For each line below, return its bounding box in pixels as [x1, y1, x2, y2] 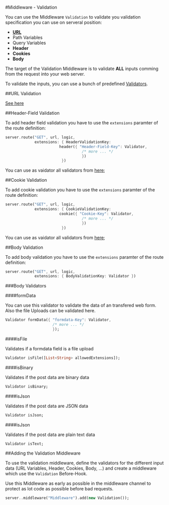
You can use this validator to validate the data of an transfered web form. [5, 302, 156, 309]
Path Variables [12, 35, 43, 40]
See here [5, 100, 24, 106]
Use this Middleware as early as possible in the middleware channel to [5, 480, 151, 486]
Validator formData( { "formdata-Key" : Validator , [5, 317, 112, 323]
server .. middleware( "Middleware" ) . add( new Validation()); [5, 495, 129, 500]
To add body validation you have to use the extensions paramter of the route [5, 254, 164, 260]
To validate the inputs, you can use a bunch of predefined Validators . [5, 81, 148, 87]
